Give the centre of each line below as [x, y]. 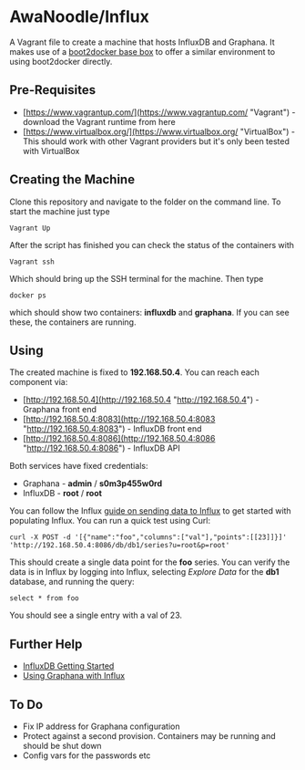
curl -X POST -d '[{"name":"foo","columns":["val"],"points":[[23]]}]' [148, 537]
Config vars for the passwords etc [86, 755]
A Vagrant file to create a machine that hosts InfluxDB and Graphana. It [142, 42]
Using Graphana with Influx [74, 676]
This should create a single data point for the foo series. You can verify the [150, 562]
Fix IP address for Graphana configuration [101, 726]
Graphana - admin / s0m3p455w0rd [92, 484]
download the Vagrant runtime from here [99, 121]
